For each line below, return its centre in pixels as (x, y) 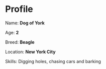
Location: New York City (30, 52)
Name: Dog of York (25, 23)
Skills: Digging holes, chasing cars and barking (53, 61)
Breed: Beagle (20, 42)
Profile (19, 9)
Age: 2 (12, 32)
